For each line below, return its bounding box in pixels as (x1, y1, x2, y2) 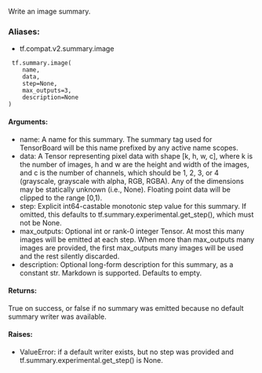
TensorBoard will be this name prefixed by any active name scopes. (19, 143, 239, 152)
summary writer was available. (8, 312, 107, 321)
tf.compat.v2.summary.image (19, 44, 115, 53)
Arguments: (8, 117, 49, 126)
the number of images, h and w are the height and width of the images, (19, 159, 249, 169)
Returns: (8, 286, 38, 295)
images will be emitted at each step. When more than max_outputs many (19, 235, 255, 244)
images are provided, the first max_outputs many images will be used (19, 243, 244, 252)
